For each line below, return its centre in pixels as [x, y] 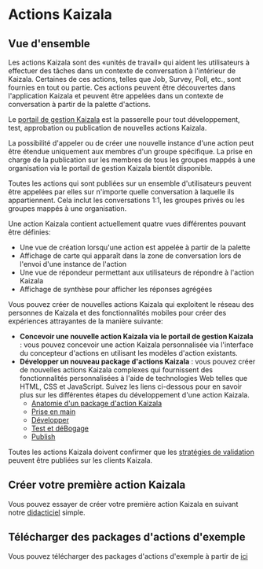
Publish [43, 437]
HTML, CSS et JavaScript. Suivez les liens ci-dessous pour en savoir [130, 386]
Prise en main [53, 412]
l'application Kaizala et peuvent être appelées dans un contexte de [116, 96]
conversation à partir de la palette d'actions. [80, 104]
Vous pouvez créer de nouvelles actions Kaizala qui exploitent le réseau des [131, 304]
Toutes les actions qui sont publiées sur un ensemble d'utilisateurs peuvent [130, 183]
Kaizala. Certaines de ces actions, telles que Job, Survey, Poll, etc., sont [125, 79]
